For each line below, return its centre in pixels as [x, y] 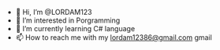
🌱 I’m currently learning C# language [75, 29]
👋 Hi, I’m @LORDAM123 [54, 12]
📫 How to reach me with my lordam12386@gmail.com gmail [114, 37]
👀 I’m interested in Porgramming [68, 20]
